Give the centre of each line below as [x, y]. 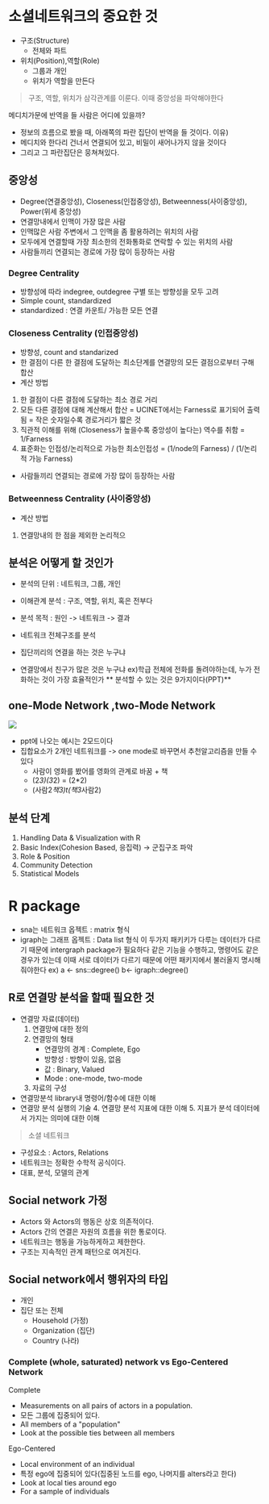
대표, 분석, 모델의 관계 [54, 1172]
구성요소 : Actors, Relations [64, 1152]
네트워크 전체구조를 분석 [58, 635]
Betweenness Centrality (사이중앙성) [80, 499]
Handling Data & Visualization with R [80, 838]
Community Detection [56, 865]
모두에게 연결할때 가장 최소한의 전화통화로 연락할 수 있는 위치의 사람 [126, 241]
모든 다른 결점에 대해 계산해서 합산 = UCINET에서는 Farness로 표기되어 [132, 410]
